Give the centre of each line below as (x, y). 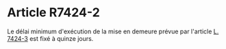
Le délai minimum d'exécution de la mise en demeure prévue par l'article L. (113, 31)
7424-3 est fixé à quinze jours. (50, 38)
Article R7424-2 (54, 13)
